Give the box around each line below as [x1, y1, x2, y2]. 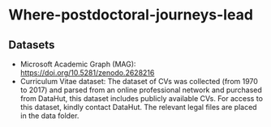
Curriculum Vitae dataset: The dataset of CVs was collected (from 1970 [19, 77, 258, 86]
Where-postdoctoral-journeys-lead [8, 6, 254, 24]
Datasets [8, 38, 55, 52]
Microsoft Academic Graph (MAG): [19, 59, 136, 69]
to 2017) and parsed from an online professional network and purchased [19, 85, 262, 95]
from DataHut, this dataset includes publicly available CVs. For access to [19, 94, 264, 103]
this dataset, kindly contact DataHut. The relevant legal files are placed [19, 103, 257, 112]
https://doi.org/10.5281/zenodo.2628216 [19, 68, 155, 78]
